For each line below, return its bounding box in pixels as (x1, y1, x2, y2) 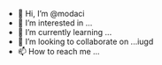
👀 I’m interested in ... (17, 18, 93, 28)
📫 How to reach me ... (17, 47, 100, 56)
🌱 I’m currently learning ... (17, 27, 112, 37)
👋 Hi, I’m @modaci (17, 9, 86, 18)
